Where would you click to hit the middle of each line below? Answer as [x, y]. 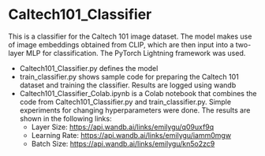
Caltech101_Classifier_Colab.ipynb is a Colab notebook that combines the [138, 93]
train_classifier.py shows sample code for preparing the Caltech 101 [129, 76]
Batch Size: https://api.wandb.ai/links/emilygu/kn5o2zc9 [123, 143]
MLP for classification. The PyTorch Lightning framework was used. [136, 53]
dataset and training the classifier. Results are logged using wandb [128, 85]
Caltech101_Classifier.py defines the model [89, 68]
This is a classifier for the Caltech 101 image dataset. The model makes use [130, 36]
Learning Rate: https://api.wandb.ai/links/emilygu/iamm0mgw [131, 135]
